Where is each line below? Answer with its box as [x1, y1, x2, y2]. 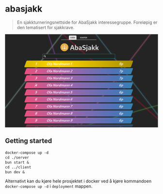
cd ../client [5, 164, 32, 170]
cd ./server [5, 155, 29, 160]
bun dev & [5, 169, 25, 175]
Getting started [5, 137, 52, 145]
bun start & [5, 160, 29, 165]
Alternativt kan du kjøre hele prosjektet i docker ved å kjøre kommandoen [5, 178, 152, 184]
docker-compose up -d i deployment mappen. [5, 183, 93, 189]
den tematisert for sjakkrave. [16, 24, 75, 30]
